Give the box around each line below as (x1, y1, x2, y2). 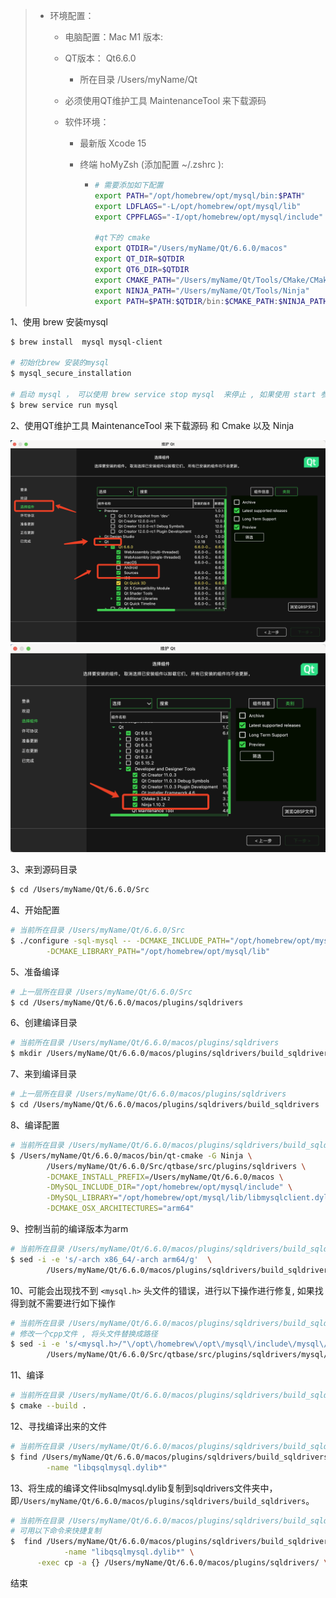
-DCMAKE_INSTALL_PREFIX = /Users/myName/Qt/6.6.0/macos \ (46, 1172, 284, 1182)
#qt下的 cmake (94, 233, 151, 243)
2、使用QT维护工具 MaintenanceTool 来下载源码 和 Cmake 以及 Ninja (10, 419, 295, 431)
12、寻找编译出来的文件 (10, 1420, 108, 1432)
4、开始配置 (10, 904, 61, 916)
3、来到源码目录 (10, 864, 78, 876)
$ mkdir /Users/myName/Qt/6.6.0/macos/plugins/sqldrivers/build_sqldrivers (10, 1049, 333, 1059)
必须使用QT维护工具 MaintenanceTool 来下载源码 (64, 95, 267, 106)
